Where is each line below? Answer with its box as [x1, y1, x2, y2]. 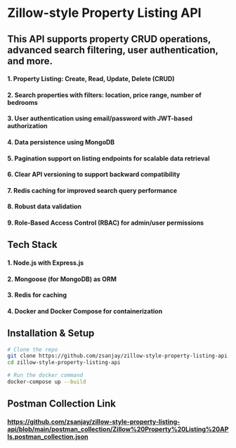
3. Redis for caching [7, 291, 67, 299]
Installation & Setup [7, 328, 95, 340]
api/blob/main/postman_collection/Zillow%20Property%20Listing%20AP [7, 425, 229, 433]
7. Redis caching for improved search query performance [7, 186, 178, 194]
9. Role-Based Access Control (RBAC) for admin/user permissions [7, 218, 204, 227]
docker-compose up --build [7, 378, 86, 385]
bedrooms [7, 98, 39, 106]
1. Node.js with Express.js [7, 259, 84, 267]
